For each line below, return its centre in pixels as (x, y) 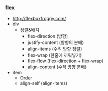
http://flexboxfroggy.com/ (39, 19)
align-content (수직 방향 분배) (57, 67)
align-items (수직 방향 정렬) (55, 49)
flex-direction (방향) (48, 36)
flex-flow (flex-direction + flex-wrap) (66, 61)
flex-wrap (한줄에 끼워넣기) (55, 55)
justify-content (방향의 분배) (56, 42)
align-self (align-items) (44, 83)
